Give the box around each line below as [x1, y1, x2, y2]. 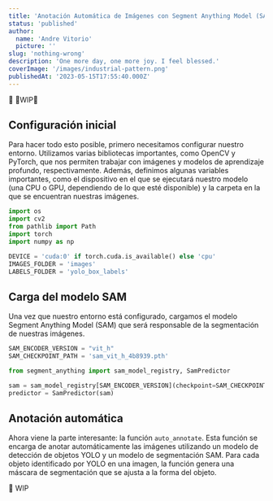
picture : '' [15, 42, 57, 50]
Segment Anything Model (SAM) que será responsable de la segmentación [8, 320, 259, 330]
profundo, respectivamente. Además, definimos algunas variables [8, 166, 229, 176]
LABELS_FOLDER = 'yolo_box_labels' [8, 268, 129, 276]
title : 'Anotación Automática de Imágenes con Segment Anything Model [8, 11, 253, 20]
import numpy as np [8, 237, 75, 246]
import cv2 [8, 215, 45, 224]
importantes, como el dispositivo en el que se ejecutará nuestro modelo [8, 174, 249, 184]
